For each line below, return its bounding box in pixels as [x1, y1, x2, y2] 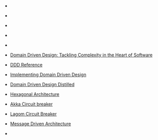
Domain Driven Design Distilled [10, 82, 75, 87]
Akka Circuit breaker [10, 101, 53, 107]
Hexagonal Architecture [10, 91, 60, 97]
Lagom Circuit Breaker [10, 111, 57, 117]
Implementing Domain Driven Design [10, 72, 87, 78]
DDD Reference [10, 62, 43, 67]
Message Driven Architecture [10, 121, 71, 127]
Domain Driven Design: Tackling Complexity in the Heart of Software [10, 52, 153, 58]
